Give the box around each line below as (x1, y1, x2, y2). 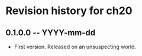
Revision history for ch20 (5, 4, 133, 18)
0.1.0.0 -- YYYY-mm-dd (5, 28, 96, 38)
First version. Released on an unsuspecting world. (14, 43, 137, 50)
